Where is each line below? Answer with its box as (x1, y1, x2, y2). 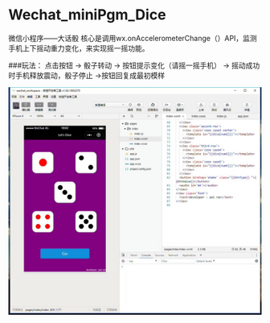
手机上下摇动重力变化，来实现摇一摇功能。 (8, 43, 149, 53)
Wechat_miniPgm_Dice (8, 6, 166, 24)
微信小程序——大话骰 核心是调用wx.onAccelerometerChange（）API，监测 (8, 33, 257, 43)
